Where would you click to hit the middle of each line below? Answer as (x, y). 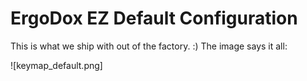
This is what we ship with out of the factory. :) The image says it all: (149, 46)
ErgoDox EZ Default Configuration (154, 18)
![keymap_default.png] (56, 65)
